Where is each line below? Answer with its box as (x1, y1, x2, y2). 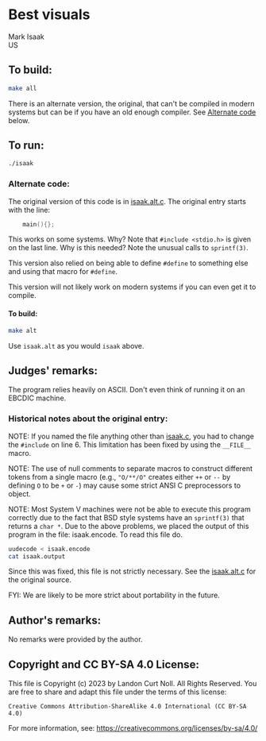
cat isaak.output (8, 552, 66, 561)
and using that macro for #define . (8, 267, 118, 276)
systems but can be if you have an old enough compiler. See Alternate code (8, 107, 256, 117)
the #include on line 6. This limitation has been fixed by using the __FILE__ (8, 439, 252, 450)
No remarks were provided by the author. (8, 635, 143, 644)
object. (8, 488, 32, 498)
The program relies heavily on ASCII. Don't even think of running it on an (8, 385, 245, 395)
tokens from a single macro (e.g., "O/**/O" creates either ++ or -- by (8, 472, 231, 481)
